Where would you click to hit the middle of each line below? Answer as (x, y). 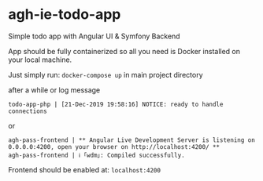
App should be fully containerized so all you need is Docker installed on (124, 51)
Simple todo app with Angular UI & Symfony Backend (94, 36)
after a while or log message (54, 90)
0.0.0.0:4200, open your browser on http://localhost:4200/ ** (114, 147)
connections (28, 111)
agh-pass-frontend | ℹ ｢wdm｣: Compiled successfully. (96, 155)
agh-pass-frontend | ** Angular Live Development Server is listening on (132, 140)
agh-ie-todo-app (65, 14)
